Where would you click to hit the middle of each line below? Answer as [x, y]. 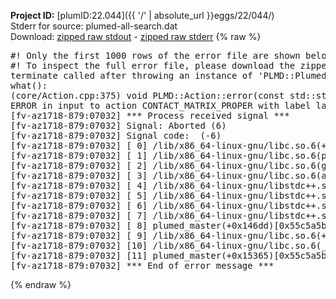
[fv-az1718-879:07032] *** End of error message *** [142, 265]
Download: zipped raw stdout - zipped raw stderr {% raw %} [136, 36]
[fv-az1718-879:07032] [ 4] [79, 185]
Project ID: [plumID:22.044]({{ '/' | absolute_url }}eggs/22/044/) [142, 15]
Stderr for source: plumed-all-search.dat [94, 26]
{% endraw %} [41, 284]
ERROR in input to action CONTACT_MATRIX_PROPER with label [161, 105]
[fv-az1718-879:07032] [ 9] [79, 235]
